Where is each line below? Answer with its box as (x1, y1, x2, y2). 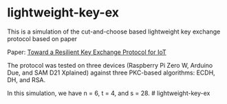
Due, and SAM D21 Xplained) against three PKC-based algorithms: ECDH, (7, 68, 215, 77)
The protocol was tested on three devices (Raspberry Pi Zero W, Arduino (7, 61, 213, 69)
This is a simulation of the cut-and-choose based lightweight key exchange (7, 27, 221, 36)
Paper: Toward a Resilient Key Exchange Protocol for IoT (7, 48, 166, 56)
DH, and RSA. (7, 75, 46, 83)
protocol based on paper (7, 34, 78, 42)
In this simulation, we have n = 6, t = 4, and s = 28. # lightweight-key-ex (7, 89, 210, 97)
